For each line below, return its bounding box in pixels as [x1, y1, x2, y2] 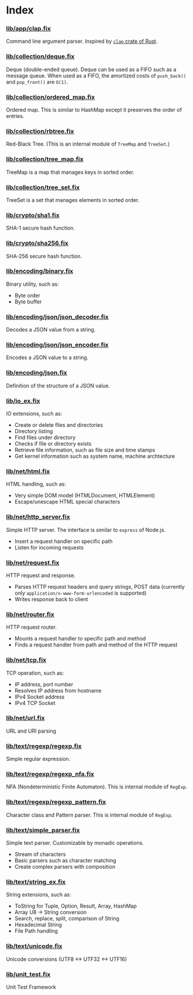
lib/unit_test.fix [6, 970, 51, 978]
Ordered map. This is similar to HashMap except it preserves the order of [6, 106, 182, 113]
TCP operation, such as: [6, 669, 64, 676]
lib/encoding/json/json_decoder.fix [6, 312, 109, 321]
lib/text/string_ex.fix [6, 878, 66, 886]
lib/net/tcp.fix [6, 656, 47, 664]
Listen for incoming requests [14, 544, 84, 551]
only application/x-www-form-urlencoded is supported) [14, 589, 147, 596]
